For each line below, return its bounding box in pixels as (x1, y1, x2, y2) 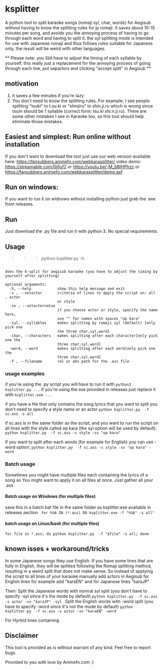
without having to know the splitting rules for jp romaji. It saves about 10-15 (5, 24, 155, 30)
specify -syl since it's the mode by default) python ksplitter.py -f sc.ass (5, 593, 158, 599)
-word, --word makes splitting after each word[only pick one (9, 346, 156, 351)
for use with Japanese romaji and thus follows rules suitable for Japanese (5, 40, 153, 46)
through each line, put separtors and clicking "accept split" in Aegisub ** (5, 65, 151, 71)
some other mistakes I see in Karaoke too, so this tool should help (12, 113, 144, 119)
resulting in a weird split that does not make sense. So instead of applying (5, 568, 153, 574)
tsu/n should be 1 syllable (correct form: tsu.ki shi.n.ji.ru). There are (12, 108, 147, 114)
